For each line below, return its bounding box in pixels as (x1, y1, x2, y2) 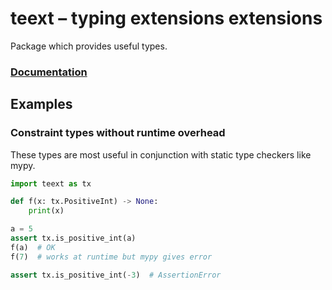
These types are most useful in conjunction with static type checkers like (10, 148, 312, 161)
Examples (10, 96, 73, 113)
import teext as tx (10, 178, 92, 189)
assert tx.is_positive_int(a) (10, 233, 137, 244)
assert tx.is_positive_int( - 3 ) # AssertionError (10, 270, 222, 280)
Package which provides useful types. (10, 40, 168, 52)
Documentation (10, 65, 88, 79)
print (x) (28, 206, 65, 216)
